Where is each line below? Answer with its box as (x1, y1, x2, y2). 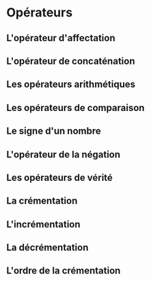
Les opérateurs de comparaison (6, 101, 145, 114)
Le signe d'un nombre (6, 125, 102, 137)
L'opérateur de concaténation (6, 55, 135, 66)
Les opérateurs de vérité (6, 171, 113, 183)
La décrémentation (6, 242, 89, 254)
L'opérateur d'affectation (6, 32, 115, 44)
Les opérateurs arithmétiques (6, 79, 136, 90)
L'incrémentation (6, 218, 81, 230)
